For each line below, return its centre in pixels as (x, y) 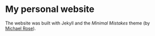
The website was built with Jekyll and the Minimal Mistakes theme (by (78, 23)
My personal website (50, 9)
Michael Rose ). (21, 28)
